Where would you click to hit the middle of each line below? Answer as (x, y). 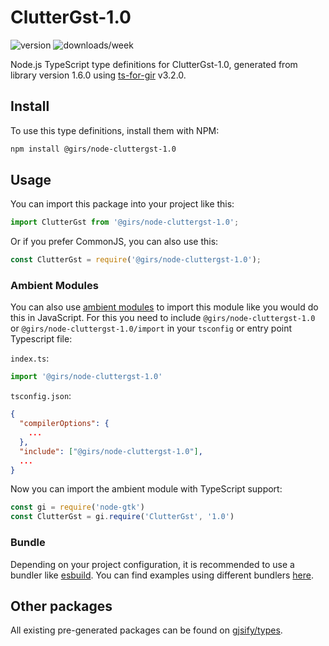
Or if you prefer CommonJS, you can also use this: (114, 242)
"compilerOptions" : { (64, 424)
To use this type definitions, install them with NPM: (115, 130)
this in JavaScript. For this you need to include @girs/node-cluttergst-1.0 (163, 318)
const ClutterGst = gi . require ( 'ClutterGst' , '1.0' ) (122, 517)
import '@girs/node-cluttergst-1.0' (86, 377)
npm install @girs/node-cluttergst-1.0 (93, 149)
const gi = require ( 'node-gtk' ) (77, 507)
